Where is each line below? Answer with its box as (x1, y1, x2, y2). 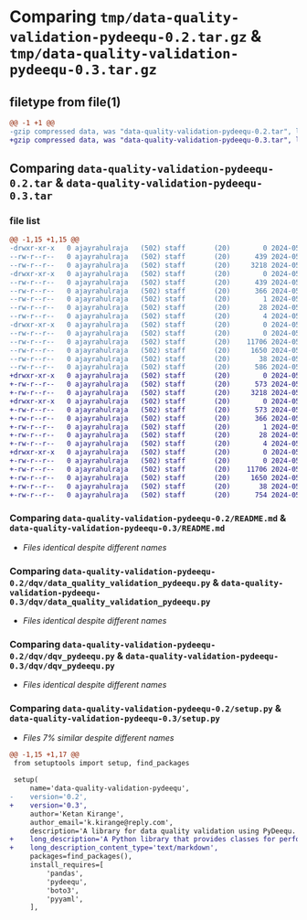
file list (9, 214, 41, 227)
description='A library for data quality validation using (29, 826, 259, 836)
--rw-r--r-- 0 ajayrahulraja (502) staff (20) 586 (9, 363, 268, 372)
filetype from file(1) (9, 94, 122, 110)
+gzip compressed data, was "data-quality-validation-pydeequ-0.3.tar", (9, 135, 292, 144)
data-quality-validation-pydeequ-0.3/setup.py (9, 713, 221, 724)
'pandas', (46, 869, 84, 878)
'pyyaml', (46, 894, 84, 904)
